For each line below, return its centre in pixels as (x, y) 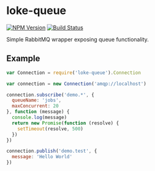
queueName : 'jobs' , (37, 100)
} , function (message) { (38, 112)
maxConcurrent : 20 (36, 106)
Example (23, 59)
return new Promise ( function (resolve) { (66, 123)
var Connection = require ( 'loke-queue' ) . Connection (74, 73)
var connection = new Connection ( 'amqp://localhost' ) (77, 84)
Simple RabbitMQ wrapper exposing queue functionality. (77, 39)
